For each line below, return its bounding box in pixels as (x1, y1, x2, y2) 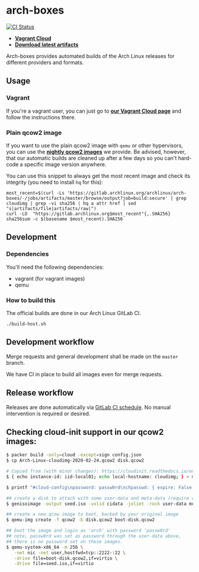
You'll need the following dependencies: (6, 263, 104, 271)
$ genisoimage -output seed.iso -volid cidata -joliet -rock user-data (6, 501, 187, 507)
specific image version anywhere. (24, 161, 107, 168)
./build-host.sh (6, 321, 46, 327)
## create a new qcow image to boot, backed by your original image (6, 511, 179, 517)
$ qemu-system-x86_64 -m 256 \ (6, 544, 84, 550)
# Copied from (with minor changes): (6, 468, 99, 475)
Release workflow (6, 388, 74, 398)
